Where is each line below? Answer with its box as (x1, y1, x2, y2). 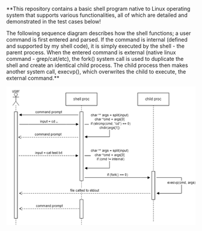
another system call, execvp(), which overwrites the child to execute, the (6, 68, 186, 75)
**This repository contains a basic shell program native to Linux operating (6, 5, 191, 12)
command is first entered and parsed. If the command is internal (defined (6, 36, 188, 43)
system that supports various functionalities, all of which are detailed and (6, 11, 188, 19)
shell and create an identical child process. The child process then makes (6, 62, 188, 69)
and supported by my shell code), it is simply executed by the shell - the (6, 42, 185, 49)
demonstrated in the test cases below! (6, 18, 101, 25)
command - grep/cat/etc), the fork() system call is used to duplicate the (6, 55, 184, 62)
